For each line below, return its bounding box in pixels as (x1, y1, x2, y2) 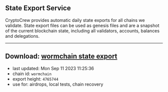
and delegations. (5, 33, 40, 39)
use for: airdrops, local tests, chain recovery (12, 81, 103, 87)
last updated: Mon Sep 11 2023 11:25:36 (12, 65, 94, 71)
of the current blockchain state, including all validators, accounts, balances (5, 27, 160, 34)
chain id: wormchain (12, 71, 51, 77)
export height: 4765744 (12, 76, 58, 82)
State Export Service (5, 4, 71, 12)
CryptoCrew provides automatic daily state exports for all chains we (5, 17, 145, 23)
